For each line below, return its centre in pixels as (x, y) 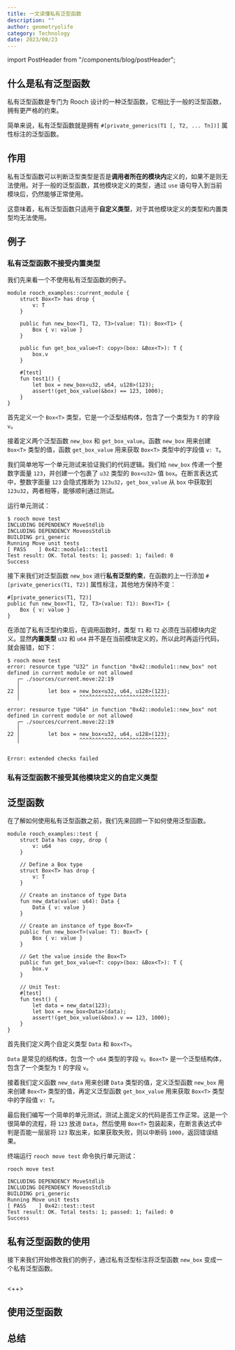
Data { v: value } (59, 907)
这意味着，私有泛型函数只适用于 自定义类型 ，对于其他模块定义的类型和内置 (114, 209)
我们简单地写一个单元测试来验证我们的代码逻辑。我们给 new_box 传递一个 (112, 465)
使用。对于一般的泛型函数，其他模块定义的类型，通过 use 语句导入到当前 (117, 185)
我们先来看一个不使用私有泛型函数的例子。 (69, 280)
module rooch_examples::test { (53, 834)
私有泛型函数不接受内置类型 (54, 263)
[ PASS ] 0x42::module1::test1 (58, 550)
